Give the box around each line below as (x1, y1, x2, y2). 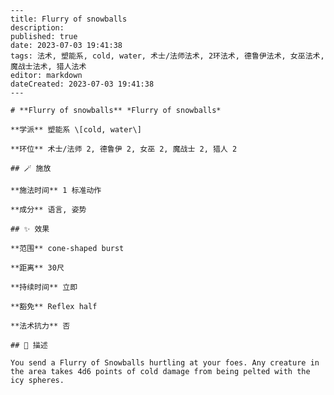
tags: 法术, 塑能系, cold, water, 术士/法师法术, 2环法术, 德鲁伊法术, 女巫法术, (10, 51, 325, 61)
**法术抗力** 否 (10, 321, 71, 331)
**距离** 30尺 (10, 263, 65, 273)
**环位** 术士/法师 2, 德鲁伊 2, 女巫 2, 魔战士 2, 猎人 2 (10, 144, 238, 154)
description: (10, 23, 65, 33)
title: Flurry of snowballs (10, 14, 128, 24)
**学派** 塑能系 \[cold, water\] (10, 125, 142, 135)
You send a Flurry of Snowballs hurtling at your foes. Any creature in (10, 358, 320, 368)
